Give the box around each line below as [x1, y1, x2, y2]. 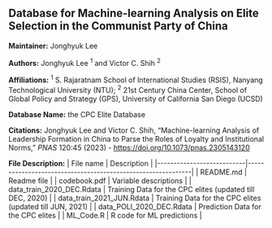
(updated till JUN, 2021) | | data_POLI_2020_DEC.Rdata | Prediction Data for [8, 201, 262, 211]
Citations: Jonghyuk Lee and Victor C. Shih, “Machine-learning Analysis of [8, 125, 260, 135]
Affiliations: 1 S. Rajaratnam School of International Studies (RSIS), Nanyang [8, 73, 264, 85]
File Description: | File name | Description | [8, 158, 153, 168]
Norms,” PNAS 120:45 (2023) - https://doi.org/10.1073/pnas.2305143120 [8, 142, 250, 152]
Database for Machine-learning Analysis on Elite [8, 7, 259, 20]
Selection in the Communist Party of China [8, 20, 229, 33]
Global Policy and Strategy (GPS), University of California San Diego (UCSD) [8, 94, 264, 103]
